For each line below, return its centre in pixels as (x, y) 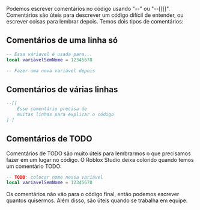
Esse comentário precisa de (52, 109)
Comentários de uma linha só (62, 41)
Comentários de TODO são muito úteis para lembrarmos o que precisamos (98, 153)
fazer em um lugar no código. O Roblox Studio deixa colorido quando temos (100, 159)
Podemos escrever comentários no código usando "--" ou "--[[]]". (88, 9)
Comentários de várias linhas (62, 89)
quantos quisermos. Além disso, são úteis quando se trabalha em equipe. (97, 200)
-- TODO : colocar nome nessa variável (55, 177)
